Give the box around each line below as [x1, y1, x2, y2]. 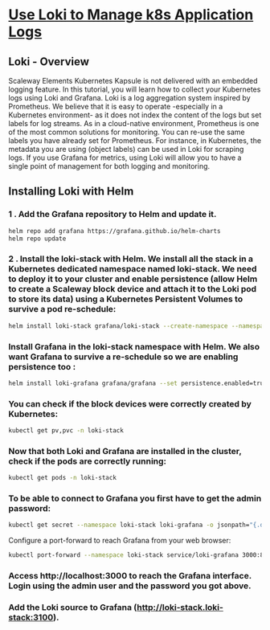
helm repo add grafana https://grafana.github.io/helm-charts [8, 227, 221, 235]
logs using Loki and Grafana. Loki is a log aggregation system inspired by [8, 93, 251, 102]
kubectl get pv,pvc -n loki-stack [8, 427, 125, 435]
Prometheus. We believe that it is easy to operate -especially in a [8, 102, 223, 111]
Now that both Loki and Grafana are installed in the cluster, [8, 445, 242, 456]
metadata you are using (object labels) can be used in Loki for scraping [8, 145, 244, 153]
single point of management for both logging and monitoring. [8, 162, 211, 170]
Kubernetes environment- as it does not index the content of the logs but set [8, 110, 262, 120]
